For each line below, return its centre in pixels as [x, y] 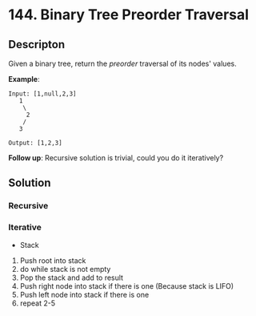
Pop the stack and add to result [72, 278]
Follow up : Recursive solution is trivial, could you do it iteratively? [116, 158]
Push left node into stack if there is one [84, 294]
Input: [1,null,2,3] [43, 94]
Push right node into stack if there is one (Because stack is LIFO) [127, 286]
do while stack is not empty [65, 269]
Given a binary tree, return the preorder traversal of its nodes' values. [123, 63]
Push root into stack [53, 260]
